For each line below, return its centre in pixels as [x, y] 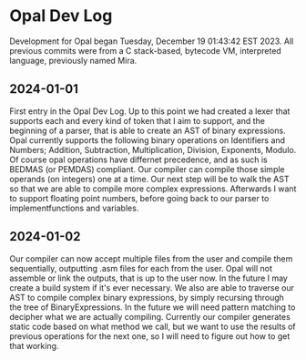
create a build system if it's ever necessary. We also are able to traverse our [152, 287]
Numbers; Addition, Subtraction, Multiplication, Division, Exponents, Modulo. [153, 149]
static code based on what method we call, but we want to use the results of [153, 326]
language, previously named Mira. [73, 60]
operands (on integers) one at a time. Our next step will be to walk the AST [149, 179]
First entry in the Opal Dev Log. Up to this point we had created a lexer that [150, 111]
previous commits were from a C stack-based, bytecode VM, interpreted [146, 50]
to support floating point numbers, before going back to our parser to [139, 198]
